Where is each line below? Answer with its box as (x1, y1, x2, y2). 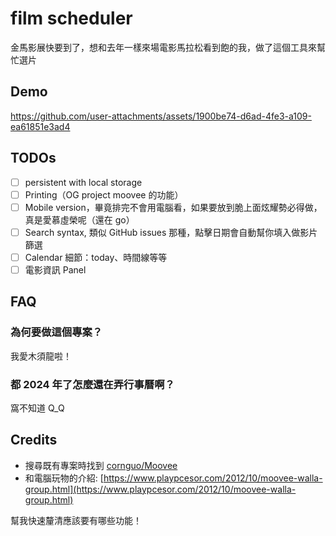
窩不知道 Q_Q (10, 402, 65, 414)
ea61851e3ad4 (10, 120, 71, 132)
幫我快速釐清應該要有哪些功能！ (10, 514, 142, 526)
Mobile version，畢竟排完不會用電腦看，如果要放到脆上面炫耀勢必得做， (24, 201, 323, 213)
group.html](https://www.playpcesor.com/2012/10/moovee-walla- (24, 483, 297, 495)
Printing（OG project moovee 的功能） (24, 188, 184, 201)
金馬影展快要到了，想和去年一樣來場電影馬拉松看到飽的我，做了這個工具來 (10, 41, 317, 53)
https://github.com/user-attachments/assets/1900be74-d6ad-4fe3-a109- (10, 110, 312, 122)
